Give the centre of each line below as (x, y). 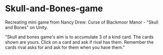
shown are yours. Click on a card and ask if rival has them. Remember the (80, 42)
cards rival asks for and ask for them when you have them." (65, 47)
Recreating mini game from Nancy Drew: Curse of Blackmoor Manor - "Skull (82, 22)
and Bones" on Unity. (26, 27)
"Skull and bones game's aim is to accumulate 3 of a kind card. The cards (79, 37)
